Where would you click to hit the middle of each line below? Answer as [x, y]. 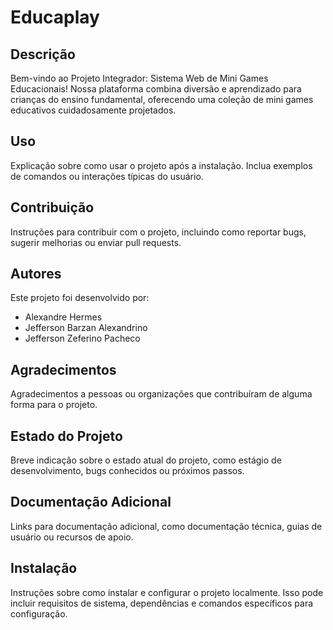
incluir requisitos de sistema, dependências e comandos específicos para [162, 603]
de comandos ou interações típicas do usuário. [107, 176]
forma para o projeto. [54, 405]
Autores [36, 274]
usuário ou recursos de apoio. [72, 537]
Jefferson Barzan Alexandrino [86, 328]
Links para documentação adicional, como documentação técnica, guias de [166, 526]
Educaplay [55, 17]
